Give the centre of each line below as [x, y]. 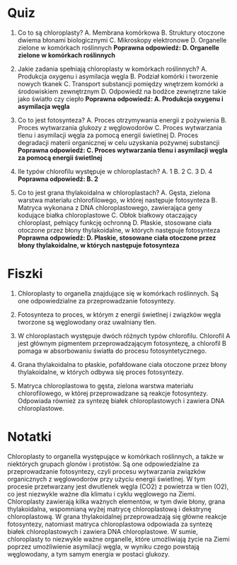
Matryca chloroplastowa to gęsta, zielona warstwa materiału [105, 385]
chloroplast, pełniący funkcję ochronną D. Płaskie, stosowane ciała [115, 222]
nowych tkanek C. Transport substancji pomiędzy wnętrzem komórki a [121, 83]
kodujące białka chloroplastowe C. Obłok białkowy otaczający [108, 215]
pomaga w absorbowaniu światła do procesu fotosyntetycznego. [112, 351]
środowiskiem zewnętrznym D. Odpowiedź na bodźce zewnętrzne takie [122, 91]
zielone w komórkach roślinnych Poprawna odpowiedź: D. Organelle [118, 47]
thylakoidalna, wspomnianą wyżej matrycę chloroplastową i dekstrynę [109, 509]
